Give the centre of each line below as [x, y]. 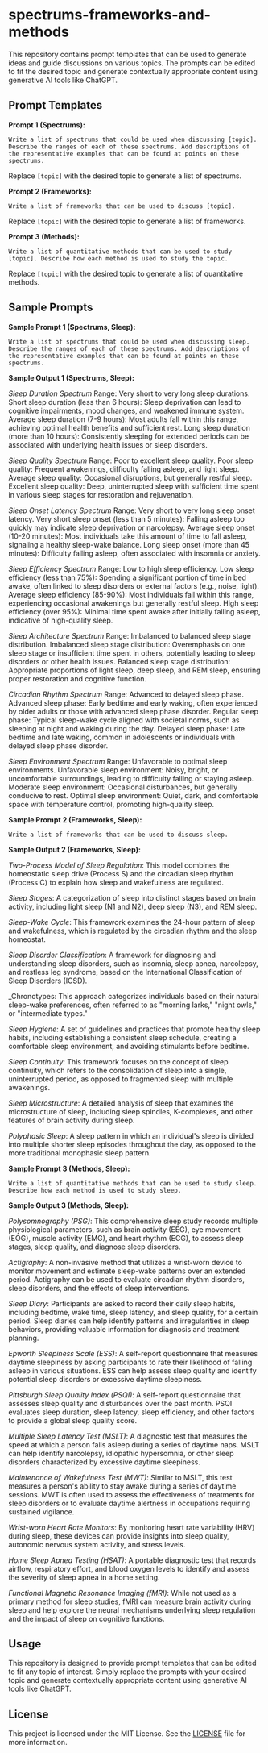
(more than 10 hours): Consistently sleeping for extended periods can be [129, 436]
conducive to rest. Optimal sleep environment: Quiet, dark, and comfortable [134, 795]
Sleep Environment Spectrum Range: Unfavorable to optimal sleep [118, 761]
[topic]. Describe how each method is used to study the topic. [118, 258]
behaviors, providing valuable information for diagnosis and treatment [124, 1329]
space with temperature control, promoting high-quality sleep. [111, 804]
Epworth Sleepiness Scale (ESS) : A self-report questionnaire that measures [133, 1353]
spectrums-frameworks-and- [110, 15]
